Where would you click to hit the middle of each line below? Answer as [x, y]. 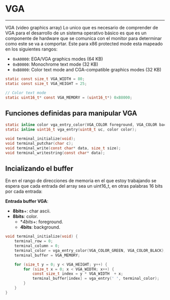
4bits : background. [40, 227]
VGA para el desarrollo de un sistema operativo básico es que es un [76, 33]
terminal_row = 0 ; [34, 241]
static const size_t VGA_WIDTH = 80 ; [45, 79]
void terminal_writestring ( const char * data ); [55, 153]
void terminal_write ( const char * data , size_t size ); [63, 148]
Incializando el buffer [39, 168]
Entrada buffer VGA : [27, 201]
